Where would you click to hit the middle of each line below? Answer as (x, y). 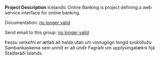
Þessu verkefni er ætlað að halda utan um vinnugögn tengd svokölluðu (78, 42)
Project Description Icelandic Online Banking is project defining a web (78, 7)
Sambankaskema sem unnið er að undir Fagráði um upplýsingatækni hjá (80, 48)
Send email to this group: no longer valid (47, 32)
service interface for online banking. (43, 13)
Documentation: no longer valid (37, 23)
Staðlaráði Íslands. (24, 53)
